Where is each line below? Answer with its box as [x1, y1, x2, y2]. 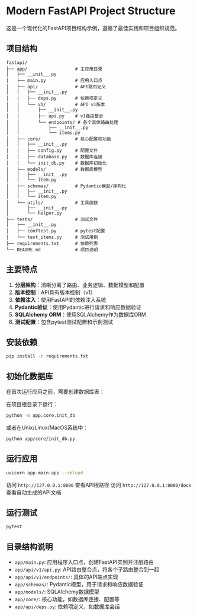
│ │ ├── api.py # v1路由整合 [6, 113, 104, 119]
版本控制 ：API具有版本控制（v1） [14, 289, 96, 296]
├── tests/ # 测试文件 [6, 216, 99, 222]
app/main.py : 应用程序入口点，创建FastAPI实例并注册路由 [14, 558, 154, 566]
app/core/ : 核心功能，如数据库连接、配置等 [14, 596, 120, 602]
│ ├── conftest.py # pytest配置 [6, 228, 105, 234]
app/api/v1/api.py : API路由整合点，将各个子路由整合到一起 [14, 566, 160, 573]
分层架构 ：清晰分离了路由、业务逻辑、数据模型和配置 [14, 281, 145, 288]
